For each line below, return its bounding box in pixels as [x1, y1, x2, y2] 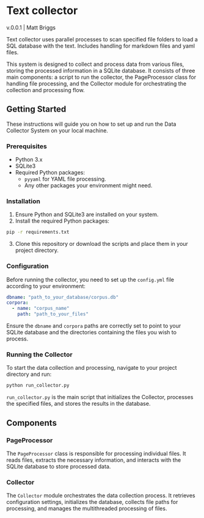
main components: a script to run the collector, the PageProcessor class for [6, 73, 197, 81]
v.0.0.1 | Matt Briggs [6, 24, 56, 31]
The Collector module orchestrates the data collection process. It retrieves [6, 492, 195, 499]
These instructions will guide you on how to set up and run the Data [6, 120, 177, 128]
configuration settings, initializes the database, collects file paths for [6, 498, 178, 506]
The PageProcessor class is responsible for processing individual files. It [6, 450, 186, 457]
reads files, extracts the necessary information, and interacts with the [6, 456, 181, 464]
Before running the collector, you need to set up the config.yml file [6, 276, 174, 283]
